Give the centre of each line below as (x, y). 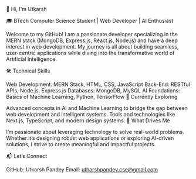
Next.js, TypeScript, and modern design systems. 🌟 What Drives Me (88, 121)
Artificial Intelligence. (32, 59)
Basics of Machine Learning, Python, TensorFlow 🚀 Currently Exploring (92, 97)
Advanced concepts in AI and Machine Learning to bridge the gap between (97, 108)
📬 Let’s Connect (27, 156)
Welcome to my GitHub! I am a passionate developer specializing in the (92, 34)
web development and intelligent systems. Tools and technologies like (91, 114)
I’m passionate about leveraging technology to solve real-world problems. (95, 132)
